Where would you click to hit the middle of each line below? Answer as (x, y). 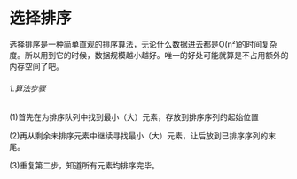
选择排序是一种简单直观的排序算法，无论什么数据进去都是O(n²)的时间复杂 (143, 44)
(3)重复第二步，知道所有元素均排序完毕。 (84, 166)
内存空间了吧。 (36, 66)
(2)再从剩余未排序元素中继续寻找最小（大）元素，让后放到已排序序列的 (139, 136)
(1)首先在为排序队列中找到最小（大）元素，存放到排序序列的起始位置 (134, 117)
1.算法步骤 (27, 88)
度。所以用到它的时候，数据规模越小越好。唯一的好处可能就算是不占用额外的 (149, 55)
